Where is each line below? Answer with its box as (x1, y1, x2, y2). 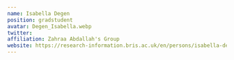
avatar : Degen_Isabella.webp (7, 23, 92, 30)
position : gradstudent (7, 17, 73, 23)
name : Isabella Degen (7, 10, 70, 17)
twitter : (7, 29, 33, 37)
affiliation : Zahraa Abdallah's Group (7, 36, 120, 43)
